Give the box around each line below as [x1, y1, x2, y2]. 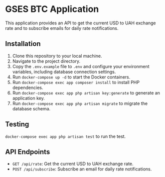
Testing [5, 120, 29, 129]
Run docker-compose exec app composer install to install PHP [12, 79, 140, 85]
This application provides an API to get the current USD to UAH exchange [5, 20, 156, 26]
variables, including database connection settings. [12, 69, 116, 75]
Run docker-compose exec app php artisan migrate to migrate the [12, 100, 148, 106]
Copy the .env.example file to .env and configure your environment [12, 63, 150, 69]
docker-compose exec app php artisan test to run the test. [5, 133, 126, 139]
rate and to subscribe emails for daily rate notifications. [5, 25, 119, 31]
